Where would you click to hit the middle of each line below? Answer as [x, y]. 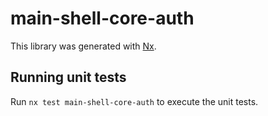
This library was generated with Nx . [83, 46]
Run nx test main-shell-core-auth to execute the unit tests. [134, 101]
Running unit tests [68, 77]
